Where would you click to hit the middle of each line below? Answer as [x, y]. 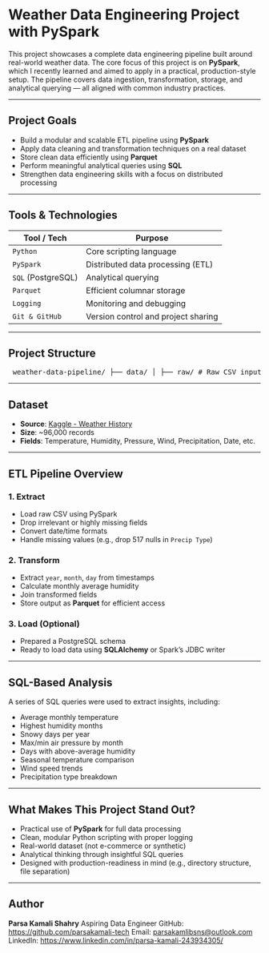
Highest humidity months [61, 726]
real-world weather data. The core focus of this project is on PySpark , [124, 62]
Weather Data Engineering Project [124, 15]
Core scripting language [131, 251]
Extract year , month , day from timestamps [87, 577]
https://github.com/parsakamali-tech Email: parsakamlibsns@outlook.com [130, 931]
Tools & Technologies [63, 215]
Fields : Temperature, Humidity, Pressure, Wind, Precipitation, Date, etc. [138, 441]
